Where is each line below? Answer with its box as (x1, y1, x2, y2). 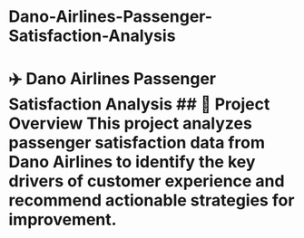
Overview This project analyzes (8, 113, 253, 134)
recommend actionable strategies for (8, 190, 295, 211)
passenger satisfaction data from (8, 133, 265, 153)
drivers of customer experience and (8, 171, 285, 192)
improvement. (8, 210, 117, 230)
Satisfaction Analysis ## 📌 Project (8, 94, 270, 115)
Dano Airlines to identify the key (8, 152, 256, 173)
